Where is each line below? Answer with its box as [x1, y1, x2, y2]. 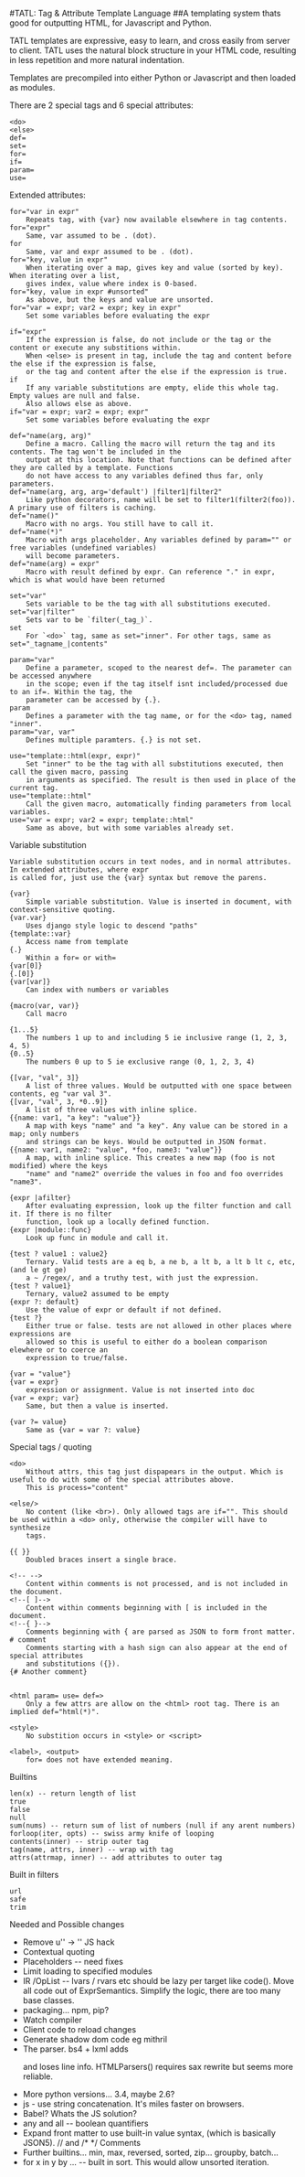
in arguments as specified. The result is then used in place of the [26, 776, 297, 785]
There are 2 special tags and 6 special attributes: [9, 100, 194, 111]
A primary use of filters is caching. [9, 503, 157, 512]
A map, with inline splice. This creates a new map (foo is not [26, 1153, 276, 1163]
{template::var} [9, 929, 71, 938]
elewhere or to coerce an [9, 1346, 108, 1355]
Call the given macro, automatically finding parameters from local [26, 799, 292, 809]
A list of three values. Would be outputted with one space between [26, 1081, 292, 1090]
